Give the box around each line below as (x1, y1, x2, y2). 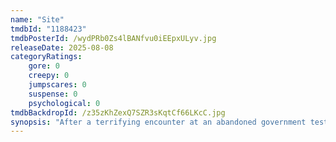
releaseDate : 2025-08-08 (10, 42, 114, 53)
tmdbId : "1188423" (10, 24, 87, 34)
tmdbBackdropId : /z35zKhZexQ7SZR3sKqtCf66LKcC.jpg (10, 107, 226, 118)
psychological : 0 (28, 98, 101, 108)
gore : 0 (28, 61, 60, 71)
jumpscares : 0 (28, 80, 87, 90)
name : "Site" (10, 14, 65, 25)
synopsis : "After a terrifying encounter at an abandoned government (10, 117, 307, 127)
